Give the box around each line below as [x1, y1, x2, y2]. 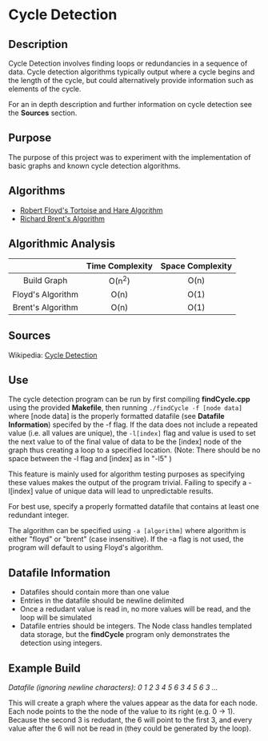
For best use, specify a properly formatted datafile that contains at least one [8, 502, 260, 512]
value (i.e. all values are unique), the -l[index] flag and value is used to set [8, 428, 256, 438]
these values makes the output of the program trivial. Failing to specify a [8, 478, 247, 488]
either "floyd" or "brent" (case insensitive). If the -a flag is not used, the [8, 534, 244, 544]
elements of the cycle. [8, 84, 82, 94]
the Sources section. [8, 108, 78, 118]
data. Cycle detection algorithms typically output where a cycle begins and [8, 67, 255, 77]
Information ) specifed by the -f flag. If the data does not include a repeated [8, 420, 258, 429]
